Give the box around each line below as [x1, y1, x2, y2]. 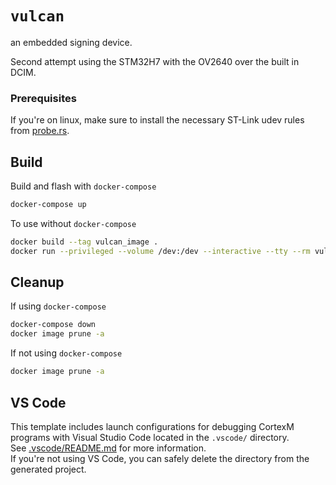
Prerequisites [10, 91, 77, 105]
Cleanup [10, 274, 65, 291]
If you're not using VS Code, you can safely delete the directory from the [10, 452, 310, 464]
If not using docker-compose [10, 347, 123, 359]
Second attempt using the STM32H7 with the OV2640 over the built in [10, 55, 300, 67]
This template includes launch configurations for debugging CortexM [10, 420, 295, 432]
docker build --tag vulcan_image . [10, 237, 159, 247]
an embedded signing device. [10, 36, 133, 48]
